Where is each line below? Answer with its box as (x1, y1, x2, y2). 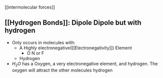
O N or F (26, 50, 44, 56)
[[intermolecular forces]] (4, 4, 55, 10)
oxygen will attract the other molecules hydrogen (11, 67, 113, 73)
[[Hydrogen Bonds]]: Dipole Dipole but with (4, 18, 142, 27)
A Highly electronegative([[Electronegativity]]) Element (19, 45, 133, 51)
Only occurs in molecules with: (11, 39, 76, 45)
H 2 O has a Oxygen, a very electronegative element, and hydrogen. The (11, 61, 158, 68)
